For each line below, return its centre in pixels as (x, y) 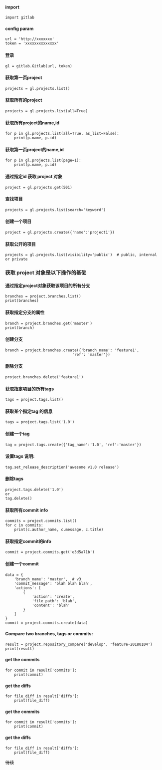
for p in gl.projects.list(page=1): (43, 160)
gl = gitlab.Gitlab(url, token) (39, 66)
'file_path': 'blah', (54, 601)
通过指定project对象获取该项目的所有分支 (48, 285)
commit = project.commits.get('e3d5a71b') (50, 552)
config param (19, 28)
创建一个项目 (18, 222)
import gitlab (20, 17)
